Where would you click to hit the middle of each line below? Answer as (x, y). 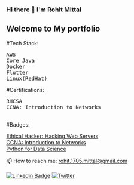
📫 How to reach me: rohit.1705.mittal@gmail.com (67, 161)
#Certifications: (25, 90)
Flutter (17, 72)
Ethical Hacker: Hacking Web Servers (52, 136)
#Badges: (18, 124)
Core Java (20, 60)
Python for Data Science (36, 149)
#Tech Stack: (22, 43)
